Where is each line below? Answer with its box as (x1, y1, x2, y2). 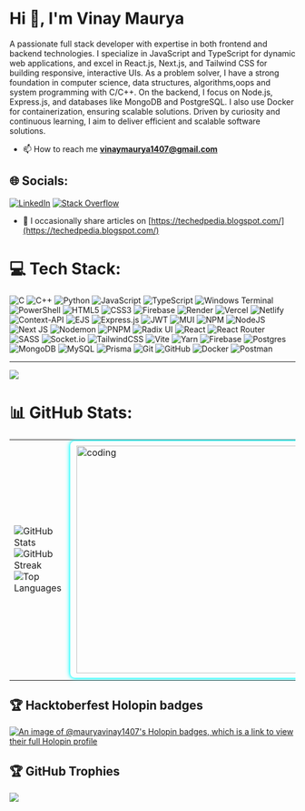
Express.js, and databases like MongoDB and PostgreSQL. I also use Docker (9, 96, 295, 107)
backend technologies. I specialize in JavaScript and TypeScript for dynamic (9, 47, 296, 58)
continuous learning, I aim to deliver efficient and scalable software (9, 116, 261, 127)
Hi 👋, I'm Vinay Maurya (9, 8, 184, 29)
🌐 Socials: (9, 173, 69, 189)
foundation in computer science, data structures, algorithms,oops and (9, 76, 271, 87)
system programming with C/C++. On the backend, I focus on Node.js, (9, 86, 273, 97)
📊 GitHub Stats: (9, 402, 133, 422)
